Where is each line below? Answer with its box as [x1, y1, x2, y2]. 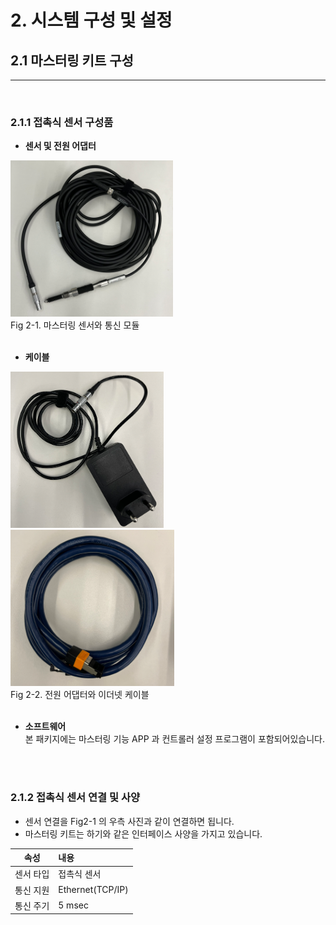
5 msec [58, 899, 89, 911]
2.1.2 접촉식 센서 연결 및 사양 [10, 791, 140, 805]
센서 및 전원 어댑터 [24, 140, 97, 152]
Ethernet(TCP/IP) [58, 884, 129, 896]
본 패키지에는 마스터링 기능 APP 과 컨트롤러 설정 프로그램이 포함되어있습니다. [24, 733, 325, 745]
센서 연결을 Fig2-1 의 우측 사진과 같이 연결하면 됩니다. [24, 815, 235, 827]
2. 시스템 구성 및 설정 [10, 9, 173, 32]
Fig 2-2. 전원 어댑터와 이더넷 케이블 [10, 689, 150, 701]
